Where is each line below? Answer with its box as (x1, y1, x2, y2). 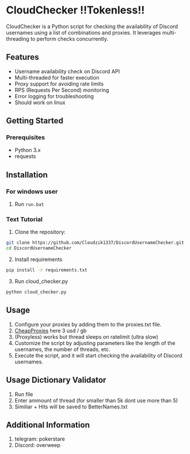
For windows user (6, 187, 58, 195)
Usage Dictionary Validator (6, 375, 106, 385)
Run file (14, 390, 33, 398)
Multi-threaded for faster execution (14, 74, 99, 81)
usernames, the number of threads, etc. (14, 346, 110, 353)
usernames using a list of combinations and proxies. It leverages (6, 29, 161, 36)
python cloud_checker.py (6, 289, 67, 295)
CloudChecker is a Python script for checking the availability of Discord (6, 23, 178, 30)
